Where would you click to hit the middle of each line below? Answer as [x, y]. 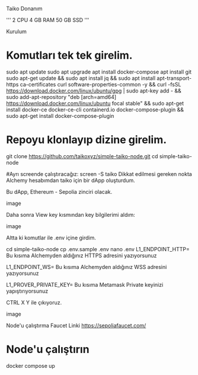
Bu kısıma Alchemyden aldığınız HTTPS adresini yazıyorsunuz [82, 255]
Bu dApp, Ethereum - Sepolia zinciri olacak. [59, 191]
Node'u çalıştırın [48, 350]
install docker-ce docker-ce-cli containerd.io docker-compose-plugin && [95, 110]
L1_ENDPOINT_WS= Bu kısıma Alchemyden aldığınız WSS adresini [87, 267]
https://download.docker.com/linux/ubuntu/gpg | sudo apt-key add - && [94, 91]
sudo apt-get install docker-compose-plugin [60, 116]
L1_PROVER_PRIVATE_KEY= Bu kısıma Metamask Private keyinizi [85, 284]
